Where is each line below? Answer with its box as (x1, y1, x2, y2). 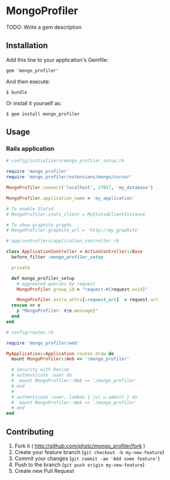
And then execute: (6, 78, 50, 85)
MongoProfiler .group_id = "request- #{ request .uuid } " (16, 286, 148, 292)
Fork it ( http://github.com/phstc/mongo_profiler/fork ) (14, 442, 145, 449)
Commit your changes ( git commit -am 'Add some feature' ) (14, 455, 160, 462)
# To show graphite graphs (6, 222, 72, 228)
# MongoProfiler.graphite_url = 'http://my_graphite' (6, 228, 141, 234)
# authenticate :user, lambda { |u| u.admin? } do (11, 394, 138, 400)
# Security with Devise (11, 366, 69, 373)
